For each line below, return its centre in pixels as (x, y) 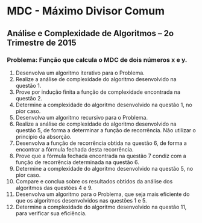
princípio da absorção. (43, 136)
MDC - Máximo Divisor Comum (86, 11)
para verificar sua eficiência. (51, 213)
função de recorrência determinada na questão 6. (77, 162)
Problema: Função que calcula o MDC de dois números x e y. (97, 60)
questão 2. (29, 98)
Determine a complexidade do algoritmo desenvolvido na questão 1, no (104, 105)
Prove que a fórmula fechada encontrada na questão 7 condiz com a (101, 156)
